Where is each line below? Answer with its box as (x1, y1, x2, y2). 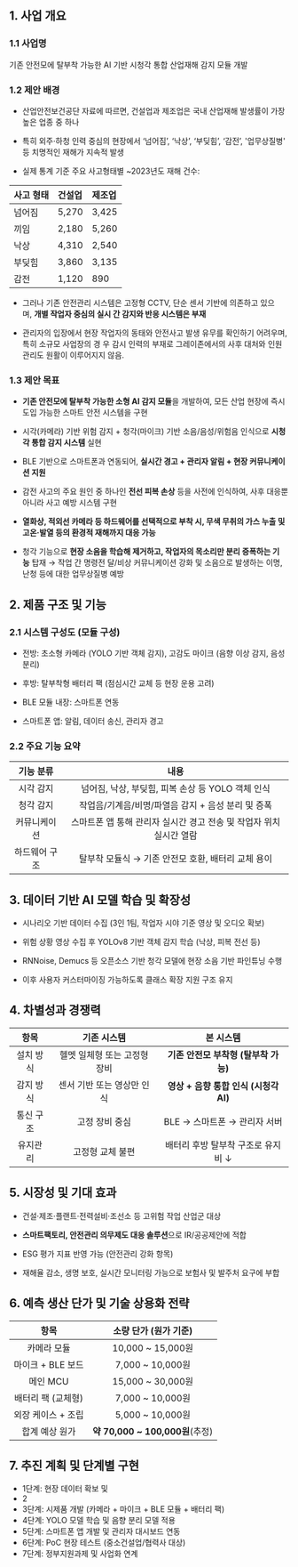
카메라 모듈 (27, 1342, 71, 1354)
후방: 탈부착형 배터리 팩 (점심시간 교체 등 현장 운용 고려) (21, 677, 215, 688)
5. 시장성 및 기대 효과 (9, 1185, 117, 1200)
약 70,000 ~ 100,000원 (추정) (92, 1425, 214, 1437)
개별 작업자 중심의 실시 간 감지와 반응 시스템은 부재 (34, 308, 207, 319)
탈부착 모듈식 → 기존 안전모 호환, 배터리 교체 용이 (78, 852, 273, 865)
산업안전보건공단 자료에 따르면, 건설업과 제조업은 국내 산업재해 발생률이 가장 (21, 105, 286, 116)
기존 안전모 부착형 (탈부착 (167, 1048, 269, 1061)
